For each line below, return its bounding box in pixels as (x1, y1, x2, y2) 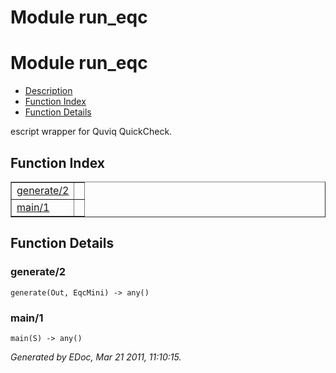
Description (24, 85, 73, 97)
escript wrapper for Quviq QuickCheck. (10, 126, 173, 138)
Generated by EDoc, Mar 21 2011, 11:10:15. (10, 351, 182, 363)
